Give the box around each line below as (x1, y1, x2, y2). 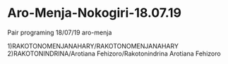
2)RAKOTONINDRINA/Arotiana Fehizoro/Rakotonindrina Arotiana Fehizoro (7, 49, 221, 58)
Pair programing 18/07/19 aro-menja (7, 28, 112, 37)
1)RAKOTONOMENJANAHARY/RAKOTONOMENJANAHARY (7, 41, 179, 50)
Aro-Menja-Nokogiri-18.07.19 (7, 5, 182, 21)
